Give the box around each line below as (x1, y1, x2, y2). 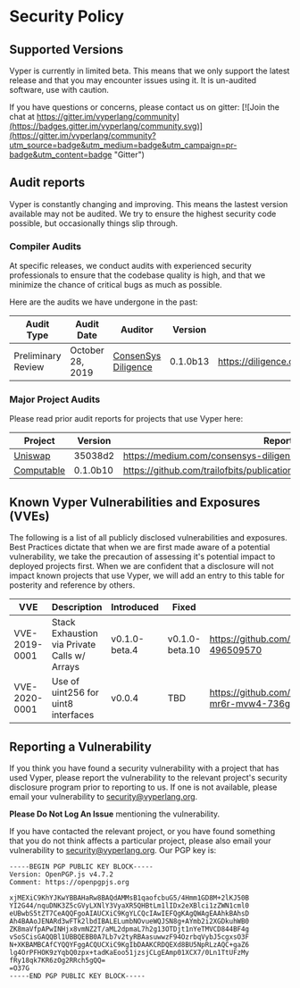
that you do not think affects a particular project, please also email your (9, 835, 271, 846)
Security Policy (9, 6, 125, 27)
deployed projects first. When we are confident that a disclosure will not (9, 561, 274, 572)
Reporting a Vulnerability (9, 739, 152, 754)
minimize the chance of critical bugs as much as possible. (9, 280, 222, 290)
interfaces (51, 708, 95, 721)
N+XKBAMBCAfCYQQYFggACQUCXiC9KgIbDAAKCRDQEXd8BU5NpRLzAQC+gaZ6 (9, 941, 250, 950)
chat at (9, 112, 36, 121)
